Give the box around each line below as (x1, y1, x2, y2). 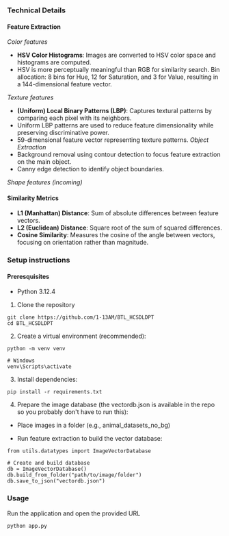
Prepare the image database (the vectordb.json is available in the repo (16, 400, 215, 409)
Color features (7, 38, 48, 46)
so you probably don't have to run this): (16, 408, 129, 416)
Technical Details (7, 5, 66, 15)
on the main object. (16, 158, 72, 166)
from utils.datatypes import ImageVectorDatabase (7, 448, 152, 454)
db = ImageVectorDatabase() (7, 465, 87, 473)
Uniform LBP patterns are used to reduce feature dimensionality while (16, 121, 214, 130)
